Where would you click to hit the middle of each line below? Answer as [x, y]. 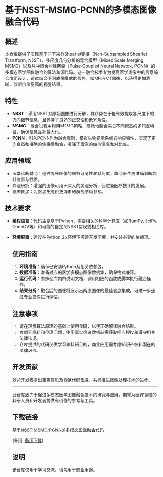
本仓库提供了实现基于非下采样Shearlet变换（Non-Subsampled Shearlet [76, 54]
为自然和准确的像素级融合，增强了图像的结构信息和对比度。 [72, 144]
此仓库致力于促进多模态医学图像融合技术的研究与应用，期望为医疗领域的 [84, 394]
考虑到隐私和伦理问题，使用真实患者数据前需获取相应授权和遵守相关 [87, 332]
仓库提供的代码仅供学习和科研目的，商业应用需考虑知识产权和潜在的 [87, 344]
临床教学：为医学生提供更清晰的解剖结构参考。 [59, 191]
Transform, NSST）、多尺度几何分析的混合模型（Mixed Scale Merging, [75, 60]
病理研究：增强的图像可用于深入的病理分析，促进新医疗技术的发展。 [80, 185]
